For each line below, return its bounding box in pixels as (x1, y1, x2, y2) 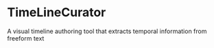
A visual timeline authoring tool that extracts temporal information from (7, 27, 207, 35)
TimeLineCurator (7, 5, 106, 20)
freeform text (7, 34, 45, 42)
